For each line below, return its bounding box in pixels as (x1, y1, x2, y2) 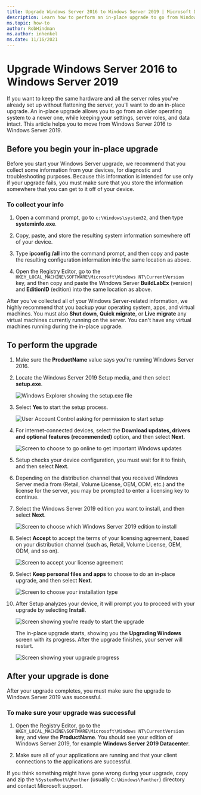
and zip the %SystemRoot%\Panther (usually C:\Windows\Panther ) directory (7, 776, 185, 783)
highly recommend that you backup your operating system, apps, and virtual (7, 304, 195, 311)
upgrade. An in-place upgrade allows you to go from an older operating (7, 107, 183, 114)
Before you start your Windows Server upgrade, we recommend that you (7, 160, 185, 167)
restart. (15, 642, 33, 650)
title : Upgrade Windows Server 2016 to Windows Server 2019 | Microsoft (7, 8, 191, 15)
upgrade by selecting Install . (15, 606, 86, 614)
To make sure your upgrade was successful (7, 708, 136, 717)
